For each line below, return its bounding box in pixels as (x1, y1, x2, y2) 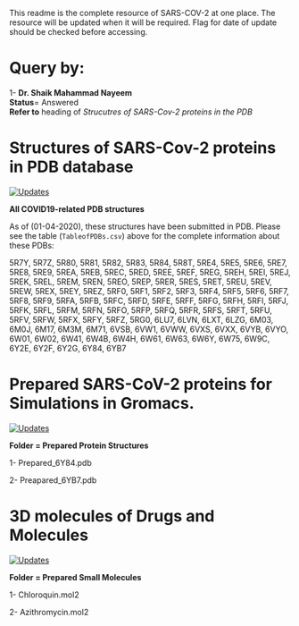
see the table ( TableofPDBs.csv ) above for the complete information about (9, 230, 280, 241)
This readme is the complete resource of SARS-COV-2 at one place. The (9, 8, 276, 18)
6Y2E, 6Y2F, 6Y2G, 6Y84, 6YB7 (9, 343, 127, 353)
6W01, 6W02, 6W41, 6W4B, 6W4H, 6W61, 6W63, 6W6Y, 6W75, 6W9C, (9, 333, 270, 343)
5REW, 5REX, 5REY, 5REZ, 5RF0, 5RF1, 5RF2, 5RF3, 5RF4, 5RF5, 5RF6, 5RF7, (9, 285, 290, 296)
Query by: (9, 58, 85, 79)
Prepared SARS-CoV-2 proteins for (9, 375, 272, 394)
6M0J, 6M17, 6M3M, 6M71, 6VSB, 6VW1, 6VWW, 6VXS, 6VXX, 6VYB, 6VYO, (9, 324, 289, 334)
